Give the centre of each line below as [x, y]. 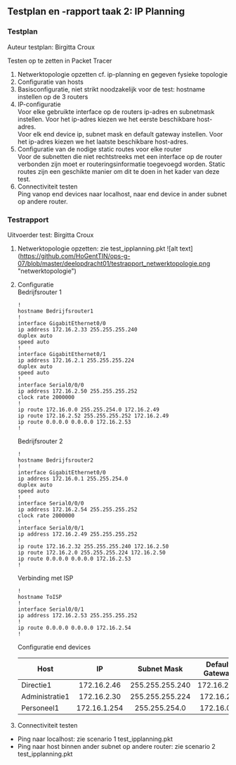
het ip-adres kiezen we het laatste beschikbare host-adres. [103, 141]
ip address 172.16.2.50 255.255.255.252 [77, 391]
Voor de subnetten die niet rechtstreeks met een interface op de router [120, 156]
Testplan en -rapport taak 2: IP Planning [96, 12]
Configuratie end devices [54, 647]
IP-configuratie [39, 104]
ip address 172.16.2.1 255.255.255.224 [76, 360]
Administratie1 [45, 696]
